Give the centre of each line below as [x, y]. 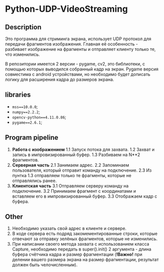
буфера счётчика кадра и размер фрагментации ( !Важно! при [77, 254]
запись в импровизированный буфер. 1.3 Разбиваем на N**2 [76, 155]
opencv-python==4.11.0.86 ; [39, 117]
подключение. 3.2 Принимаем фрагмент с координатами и [74, 191]
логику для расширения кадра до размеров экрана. [60, 79]
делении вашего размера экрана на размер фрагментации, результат [85, 260]
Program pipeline [32, 138]
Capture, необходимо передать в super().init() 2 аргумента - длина [82, 249]
